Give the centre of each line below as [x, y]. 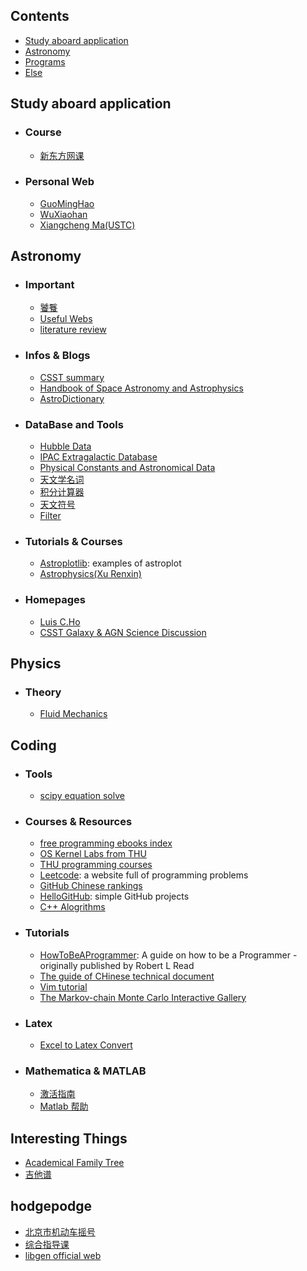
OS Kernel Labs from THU [93, 854]
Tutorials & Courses [73, 541]
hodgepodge [51, 1206]
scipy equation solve [82, 796]
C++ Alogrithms [72, 907]
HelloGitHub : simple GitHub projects [114, 896]
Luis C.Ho [60, 621]
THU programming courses [96, 865]
